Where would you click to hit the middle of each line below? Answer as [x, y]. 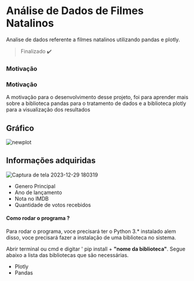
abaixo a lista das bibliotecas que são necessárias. [68, 255]
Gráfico [20, 128]
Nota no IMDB [31, 198]
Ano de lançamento [38, 192]
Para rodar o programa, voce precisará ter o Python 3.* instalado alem [91, 231]
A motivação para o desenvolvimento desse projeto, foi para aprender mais [97, 97]
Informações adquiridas [51, 160]
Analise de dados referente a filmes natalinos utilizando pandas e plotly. [93, 39]
